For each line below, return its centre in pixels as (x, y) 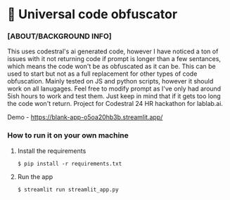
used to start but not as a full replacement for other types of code (102, 74)
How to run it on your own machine (68, 135)
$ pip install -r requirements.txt (70, 164)
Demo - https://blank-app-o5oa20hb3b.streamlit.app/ (85, 117)
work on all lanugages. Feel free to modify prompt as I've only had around (114, 89)
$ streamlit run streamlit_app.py (68, 189)
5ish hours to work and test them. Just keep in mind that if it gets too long (114, 96)
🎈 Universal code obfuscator (92, 14)
